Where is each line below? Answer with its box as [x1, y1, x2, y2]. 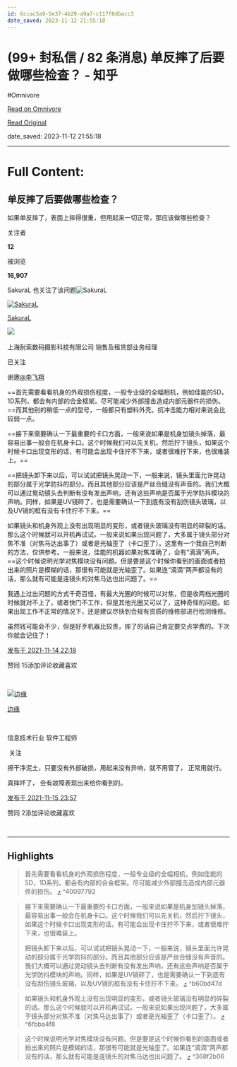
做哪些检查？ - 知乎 [7, 67, 119, 83]
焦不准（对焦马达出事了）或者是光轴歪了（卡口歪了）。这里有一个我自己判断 [7, 539, 227, 548]
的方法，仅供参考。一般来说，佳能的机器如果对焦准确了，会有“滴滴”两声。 [7, 548, 224, 556]
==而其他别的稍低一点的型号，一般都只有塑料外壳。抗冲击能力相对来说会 [7, 406, 220, 414]
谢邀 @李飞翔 [7, 373, 44, 382]
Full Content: [7, 163, 85, 180]
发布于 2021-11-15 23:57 [7, 793, 78, 803]
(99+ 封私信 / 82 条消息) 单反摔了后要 [7, 49, 225, 66]
